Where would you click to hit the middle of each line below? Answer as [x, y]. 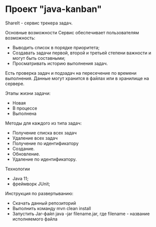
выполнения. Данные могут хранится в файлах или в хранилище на [77, 78]
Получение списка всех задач [44, 132]
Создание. [23, 148]
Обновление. [26, 154]
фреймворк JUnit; [31, 184]
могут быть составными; [39, 58]
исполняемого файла [35, 219]
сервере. [15, 84]
